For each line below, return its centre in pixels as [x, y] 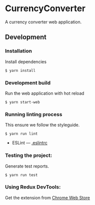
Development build [28, 83]
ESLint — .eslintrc [30, 143]
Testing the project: [29, 155]
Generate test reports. [27, 166]
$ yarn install [20, 70]
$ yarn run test [21, 175]
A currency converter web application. [43, 22]
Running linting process [34, 114]
